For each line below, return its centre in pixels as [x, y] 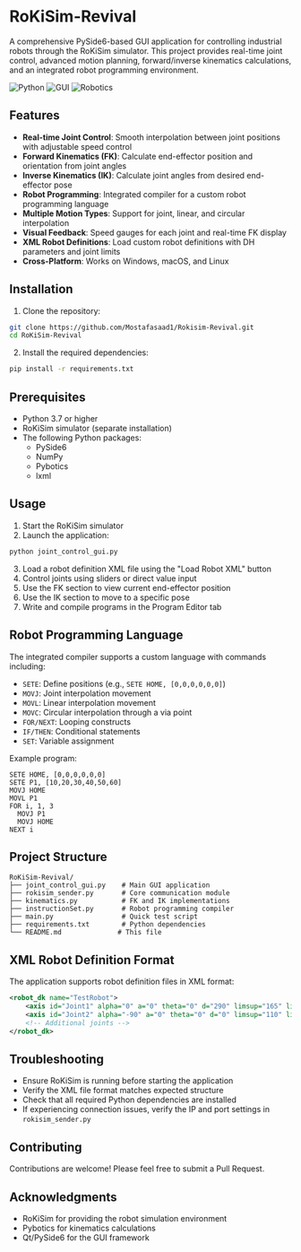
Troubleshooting [57, 1059]
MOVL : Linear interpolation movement [89, 702]
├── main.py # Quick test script [104, 917]
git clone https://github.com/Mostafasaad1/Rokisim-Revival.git [132, 327]
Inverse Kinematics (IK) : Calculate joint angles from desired [133, 175]
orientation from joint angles [74, 165]
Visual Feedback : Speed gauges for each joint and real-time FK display [154, 232]
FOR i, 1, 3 [31, 806]
